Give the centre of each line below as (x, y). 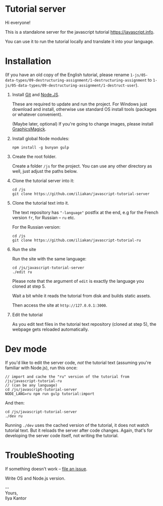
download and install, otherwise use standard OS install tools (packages (84, 109)
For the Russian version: (36, 227)
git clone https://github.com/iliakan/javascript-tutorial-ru (76, 240)
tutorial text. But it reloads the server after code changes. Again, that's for (79, 430)
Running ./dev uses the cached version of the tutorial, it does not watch (77, 425)
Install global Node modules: (41, 138)
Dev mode (26, 349)
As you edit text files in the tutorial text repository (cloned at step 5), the (84, 324)
